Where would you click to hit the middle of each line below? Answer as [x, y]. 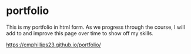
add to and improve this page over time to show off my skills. [80, 33]
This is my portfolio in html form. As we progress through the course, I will [95, 27]
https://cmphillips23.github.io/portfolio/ [53, 45]
